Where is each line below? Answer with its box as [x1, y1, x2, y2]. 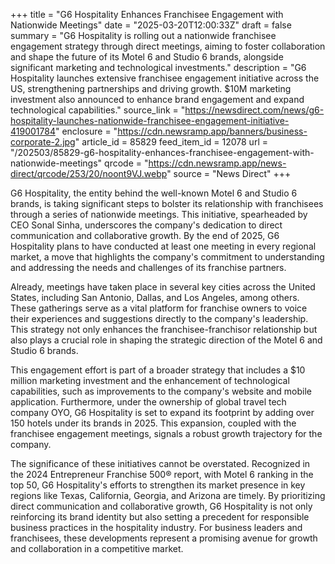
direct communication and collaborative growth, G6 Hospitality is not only [10, 500, 313, 512]
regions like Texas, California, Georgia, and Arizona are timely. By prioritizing [10, 490, 326, 501]
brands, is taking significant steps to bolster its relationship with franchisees [10, 198, 324, 209]
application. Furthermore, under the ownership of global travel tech [10, 396, 287, 408]
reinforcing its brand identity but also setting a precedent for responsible [10, 511, 310, 523]
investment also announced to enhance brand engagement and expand [10, 94, 305, 105]
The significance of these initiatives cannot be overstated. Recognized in [10, 458, 311, 469]
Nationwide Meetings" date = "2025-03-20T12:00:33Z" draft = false [10, 19, 292, 31]
